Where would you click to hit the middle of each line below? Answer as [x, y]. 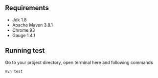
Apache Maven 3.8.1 [32, 25]
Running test [25, 51]
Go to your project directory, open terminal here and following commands [79, 62]
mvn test [14, 71]
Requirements [27, 8]
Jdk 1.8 [19, 19]
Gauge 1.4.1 [23, 35]
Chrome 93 [23, 30]
